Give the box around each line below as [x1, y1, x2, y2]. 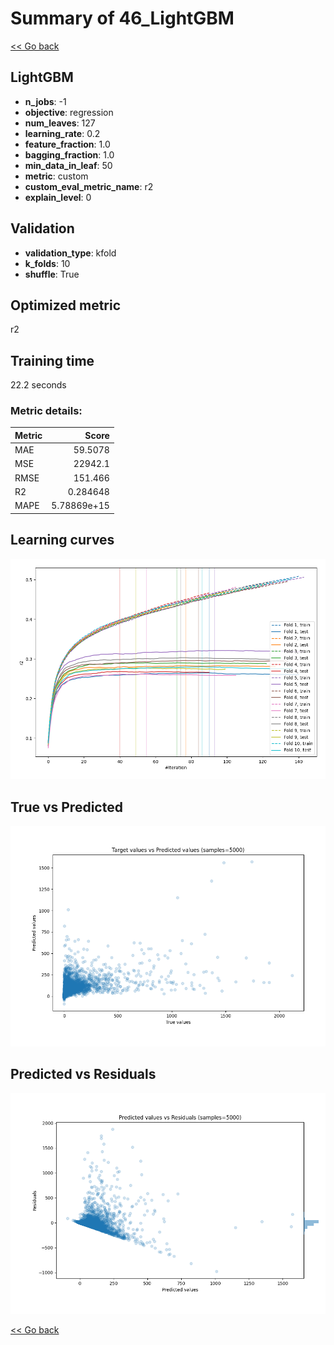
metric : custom [24, 170, 89, 182]
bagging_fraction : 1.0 [24, 148, 115, 161]
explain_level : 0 [24, 191, 92, 203]
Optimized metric [10, 297, 122, 314]
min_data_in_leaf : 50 [24, 159, 113, 171]
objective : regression [24, 106, 114, 118]
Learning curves [10, 532, 115, 549]
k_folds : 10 [24, 257, 71, 269]
